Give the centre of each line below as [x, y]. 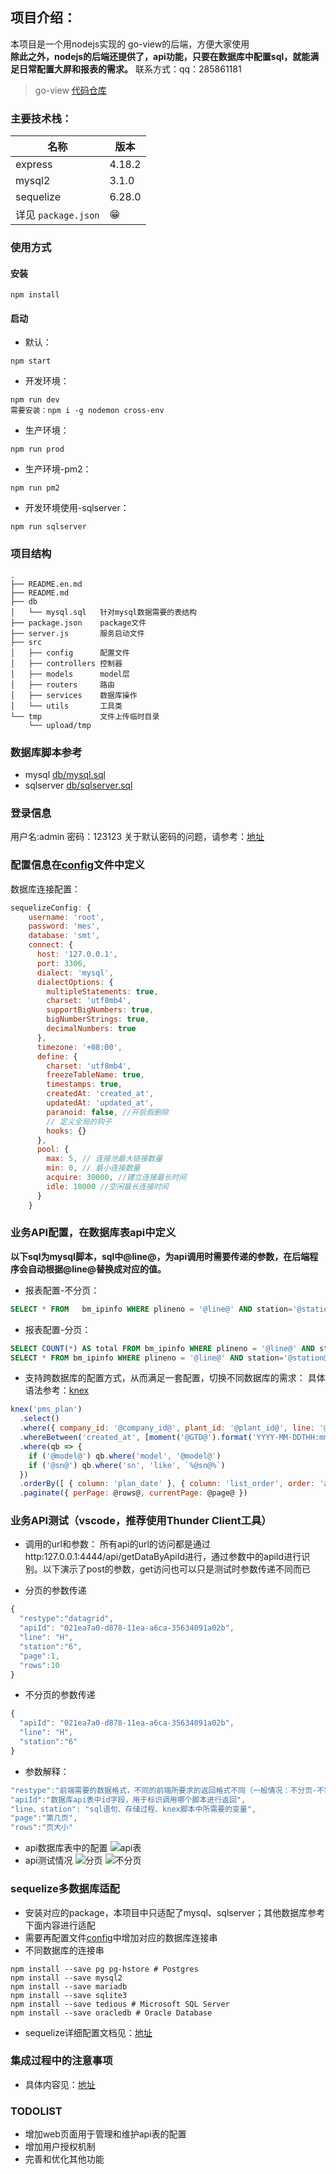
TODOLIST [36, 2111]
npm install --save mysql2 [66, 1978]
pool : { [53, 1149]
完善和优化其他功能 [64, 2159]
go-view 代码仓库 [70, 90]
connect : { [51, 945]
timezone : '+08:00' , [79, 1047]
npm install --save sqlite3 [69, 1995]
